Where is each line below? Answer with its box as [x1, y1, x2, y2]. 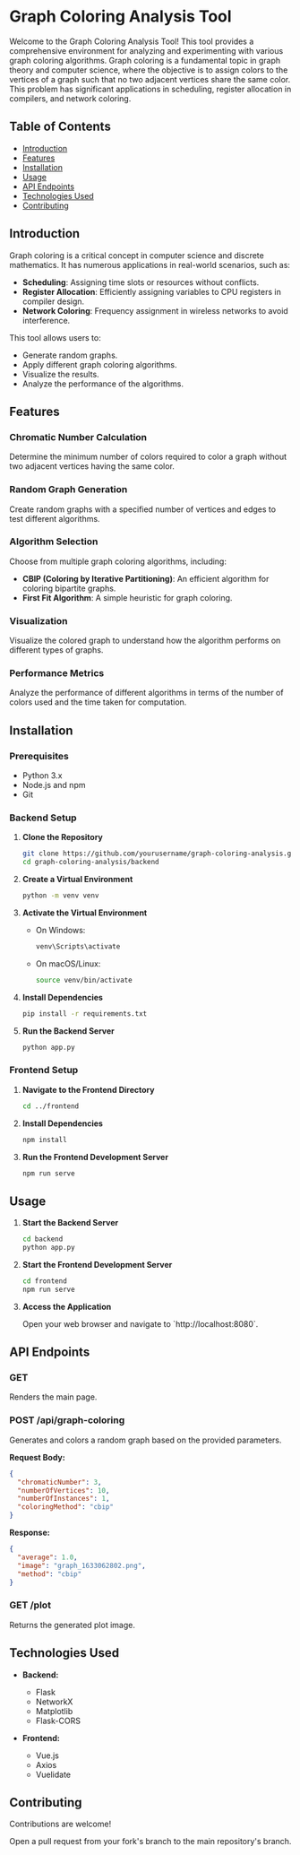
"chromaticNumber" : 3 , [17, 1478, 102, 1487]
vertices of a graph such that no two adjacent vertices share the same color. [9, 74, 291, 84]
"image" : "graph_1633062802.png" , [17, 1561, 146, 1570]
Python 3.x [21, 770, 63, 781]
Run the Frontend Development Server [21, 1151, 168, 1162]
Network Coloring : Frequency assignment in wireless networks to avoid [21, 305, 288, 316]
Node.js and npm [21, 780, 86, 791]
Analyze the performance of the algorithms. [21, 378, 184, 389]
